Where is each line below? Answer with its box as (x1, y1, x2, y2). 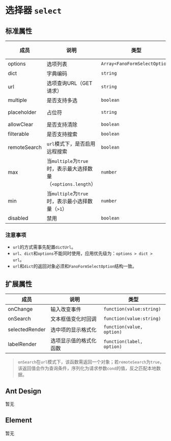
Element (5, 416, 32, 425)
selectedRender (8, 326, 46, 333)
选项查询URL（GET (46, 80, 93, 87)
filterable (8, 131, 30, 137)
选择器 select (5, 5, 62, 16)
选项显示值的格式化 (50, 337, 97, 345)
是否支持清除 (46, 121, 78, 128)
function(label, (103, 339, 143, 345)
